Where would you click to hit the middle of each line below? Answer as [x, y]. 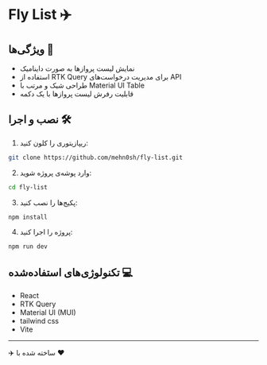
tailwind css [39, 321]
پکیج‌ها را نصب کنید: [48, 202]
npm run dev [28, 247]
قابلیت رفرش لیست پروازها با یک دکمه [76, 94]
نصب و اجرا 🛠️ [40, 120]
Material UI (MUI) [48, 313]
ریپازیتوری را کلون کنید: [54, 142]
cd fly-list [28, 187]
